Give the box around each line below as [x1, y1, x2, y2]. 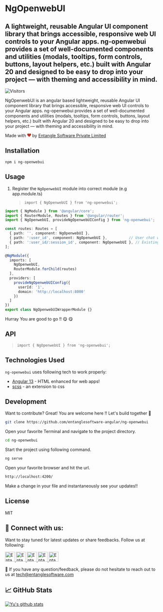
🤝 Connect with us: [5, 524, 64, 532]
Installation [5, 146, 40, 155]
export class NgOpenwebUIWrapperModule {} [5, 307, 92, 312]
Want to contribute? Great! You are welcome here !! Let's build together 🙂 [5, 410, 151, 416]
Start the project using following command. [5, 447, 91, 452]
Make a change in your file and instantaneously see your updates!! [5, 483, 138, 489]
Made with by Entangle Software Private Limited [5, 133, 106, 138]
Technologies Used [5, 356, 65, 364]
